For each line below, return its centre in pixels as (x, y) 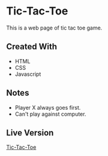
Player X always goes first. (48, 107)
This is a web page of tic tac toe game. (54, 28)
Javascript (28, 74)
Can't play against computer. (50, 114)
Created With (31, 47)
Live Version (30, 133)
